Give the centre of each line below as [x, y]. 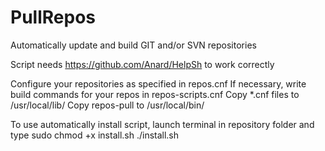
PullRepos [53, 17]
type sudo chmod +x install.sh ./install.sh [95, 135]
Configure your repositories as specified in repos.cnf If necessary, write [158, 83]
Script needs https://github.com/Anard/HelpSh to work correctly [142, 64]
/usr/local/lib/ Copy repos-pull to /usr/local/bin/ [107, 105]
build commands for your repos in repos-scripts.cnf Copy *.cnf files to [155, 94]
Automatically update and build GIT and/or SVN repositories [133, 45]
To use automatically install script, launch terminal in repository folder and [162, 124]
